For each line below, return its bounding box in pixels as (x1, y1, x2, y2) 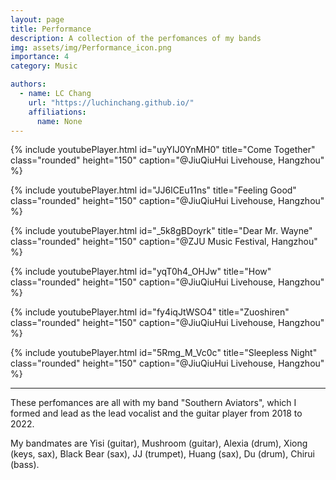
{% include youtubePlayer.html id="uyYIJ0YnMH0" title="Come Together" (10, 144, 316, 156)
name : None (36, 116, 83, 126)
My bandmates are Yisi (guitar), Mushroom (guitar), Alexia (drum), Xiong (10, 437, 308, 450)
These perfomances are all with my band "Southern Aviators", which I (10, 397, 297, 409)
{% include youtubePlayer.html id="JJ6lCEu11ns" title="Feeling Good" (10, 184, 297, 196)
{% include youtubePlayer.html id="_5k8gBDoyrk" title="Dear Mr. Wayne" (10, 225, 313, 237)
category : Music (10, 61, 78, 71)
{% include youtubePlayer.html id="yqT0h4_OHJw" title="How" (10, 266, 272, 278)
